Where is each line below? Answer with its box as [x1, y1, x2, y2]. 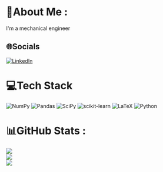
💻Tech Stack [6, 79, 73, 92]
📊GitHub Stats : [6, 124, 87, 137]
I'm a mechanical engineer [6, 25, 71, 32]
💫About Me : [6, 5, 68, 19]
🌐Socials [6, 42, 40, 52]
